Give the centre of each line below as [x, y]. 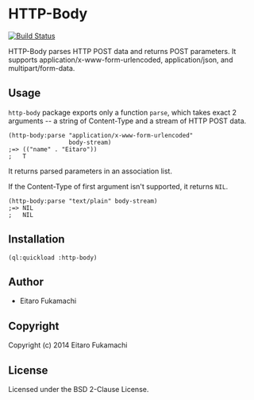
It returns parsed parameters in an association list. [90, 171]
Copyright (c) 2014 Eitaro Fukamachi [68, 345]
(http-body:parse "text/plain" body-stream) [83, 201]
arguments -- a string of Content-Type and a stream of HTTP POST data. [127, 121]
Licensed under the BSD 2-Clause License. [79, 389]
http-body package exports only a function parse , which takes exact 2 [122, 112]
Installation [37, 239]
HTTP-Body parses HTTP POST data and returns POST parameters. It [122, 51]
